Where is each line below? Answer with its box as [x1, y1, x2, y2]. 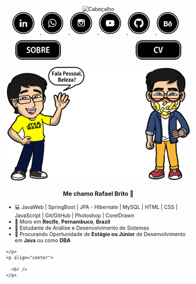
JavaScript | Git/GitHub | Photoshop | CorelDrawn [14, 211, 135, 219]
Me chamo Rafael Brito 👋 [63, 190, 134, 198]
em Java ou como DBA [14, 237, 71, 244]
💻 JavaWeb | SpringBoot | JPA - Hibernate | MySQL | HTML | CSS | [14, 203, 178, 210]
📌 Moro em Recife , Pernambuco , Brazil [14, 218, 111, 225]
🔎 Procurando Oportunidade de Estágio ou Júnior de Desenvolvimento [14, 230, 186, 237]
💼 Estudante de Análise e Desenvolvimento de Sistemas [14, 224, 149, 231]
